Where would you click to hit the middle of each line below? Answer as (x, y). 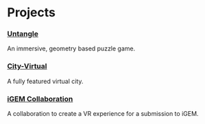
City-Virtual (27, 66)
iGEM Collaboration (40, 99)
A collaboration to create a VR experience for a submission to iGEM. (103, 114)
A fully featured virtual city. (45, 81)
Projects (32, 13)
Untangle (23, 34)
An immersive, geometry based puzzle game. (71, 48)
